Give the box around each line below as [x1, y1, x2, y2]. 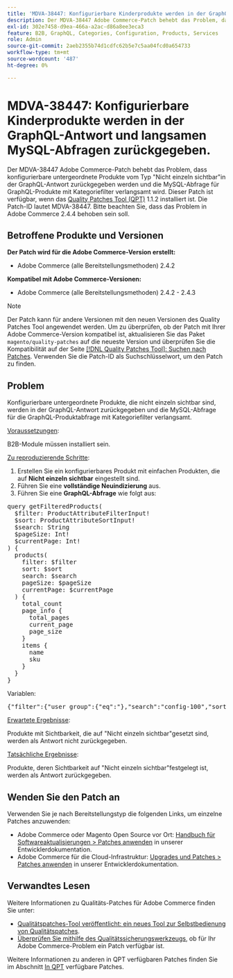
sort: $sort [21, 565, 62, 573]
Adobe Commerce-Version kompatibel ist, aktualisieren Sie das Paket [7, 330, 205, 339]
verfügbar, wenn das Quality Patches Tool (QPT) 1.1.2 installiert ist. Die [7, 195, 208, 203]
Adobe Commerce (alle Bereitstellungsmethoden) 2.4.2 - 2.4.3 [17, 288, 196, 297]
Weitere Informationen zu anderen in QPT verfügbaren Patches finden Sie [7, 955, 218, 963]
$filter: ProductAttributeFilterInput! [14, 510, 150, 518]
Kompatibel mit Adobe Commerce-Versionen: [7, 275, 142, 284]
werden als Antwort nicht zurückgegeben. [7, 737, 128, 745]
